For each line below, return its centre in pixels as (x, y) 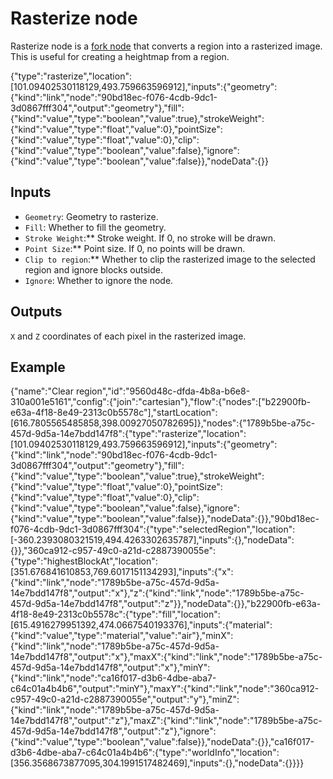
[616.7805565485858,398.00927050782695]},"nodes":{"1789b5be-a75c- (163, 423)
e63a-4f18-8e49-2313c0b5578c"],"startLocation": (114, 413)
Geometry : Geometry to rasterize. (91, 216)
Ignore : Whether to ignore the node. (99, 280)
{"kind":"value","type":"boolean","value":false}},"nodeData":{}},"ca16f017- (162, 742)
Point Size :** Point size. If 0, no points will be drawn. (135, 248)
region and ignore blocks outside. (94, 269)
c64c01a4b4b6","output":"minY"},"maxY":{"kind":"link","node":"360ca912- (165, 689)
